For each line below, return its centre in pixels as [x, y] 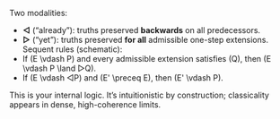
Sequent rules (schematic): [72, 49]
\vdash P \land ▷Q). [59, 68]
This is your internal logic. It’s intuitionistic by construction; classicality [139, 95]
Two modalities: [39, 13]
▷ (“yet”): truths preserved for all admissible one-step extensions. [145, 40]
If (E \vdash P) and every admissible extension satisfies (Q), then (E [147, 59]
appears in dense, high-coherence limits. [85, 105]
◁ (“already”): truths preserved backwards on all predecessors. [141, 30]
